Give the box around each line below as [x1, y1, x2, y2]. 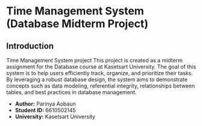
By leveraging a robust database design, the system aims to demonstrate [6, 76, 188, 83]
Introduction [6, 41, 54, 51]
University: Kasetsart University [14, 113, 95, 120]
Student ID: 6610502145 [14, 107, 77, 113]
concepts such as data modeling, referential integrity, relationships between [6, 82, 195, 89]
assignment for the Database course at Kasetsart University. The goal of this [6, 63, 197, 70]
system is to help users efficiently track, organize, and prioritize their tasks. [6, 70, 193, 76]
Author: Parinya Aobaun [14, 100, 77, 107]
